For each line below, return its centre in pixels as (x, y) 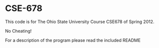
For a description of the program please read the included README (73, 40)
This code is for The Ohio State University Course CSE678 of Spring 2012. (80, 22)
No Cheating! (18, 31)
